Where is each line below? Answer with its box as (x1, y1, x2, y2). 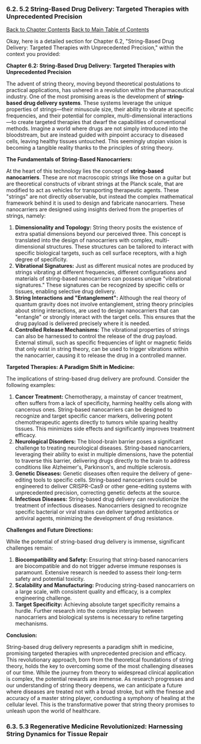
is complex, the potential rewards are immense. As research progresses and (6, 675, 194, 683)
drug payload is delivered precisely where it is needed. (14, 320, 151, 327)
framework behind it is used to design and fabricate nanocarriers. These (6, 199, 185, 206)
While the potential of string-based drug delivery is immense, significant (6, 538, 185, 545)
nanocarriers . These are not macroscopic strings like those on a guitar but (6, 174, 191, 181)
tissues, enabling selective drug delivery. (14, 288, 116, 295)
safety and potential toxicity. (14, 575, 85, 583)
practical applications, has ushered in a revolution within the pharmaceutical (6, 87, 195, 94)
